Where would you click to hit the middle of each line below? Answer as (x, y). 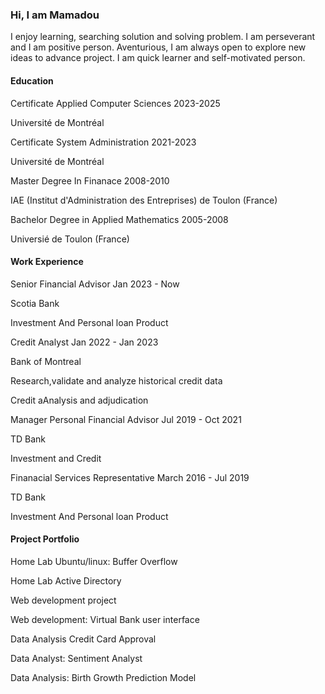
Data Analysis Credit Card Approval (83, 639)
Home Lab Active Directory (66, 580)
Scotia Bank (35, 303)
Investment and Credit (56, 458)
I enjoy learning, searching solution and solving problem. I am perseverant (163, 37)
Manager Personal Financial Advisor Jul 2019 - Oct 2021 (126, 419)
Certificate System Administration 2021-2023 (103, 142)
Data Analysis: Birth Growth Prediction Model (103, 677)
